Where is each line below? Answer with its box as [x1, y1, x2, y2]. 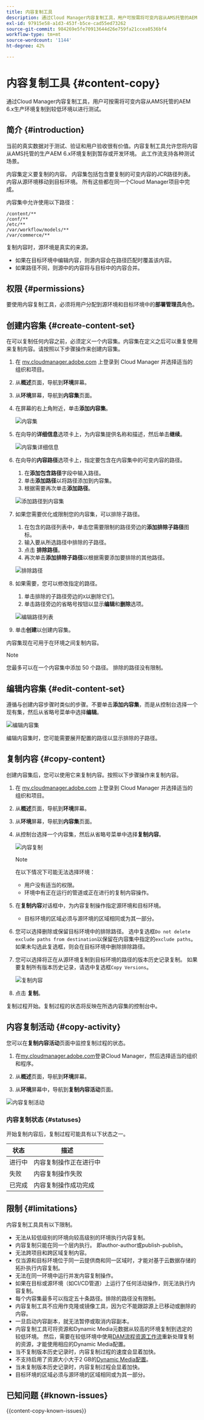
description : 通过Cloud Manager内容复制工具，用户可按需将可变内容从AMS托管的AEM [6, 15, 197, 21]
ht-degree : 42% [6, 43, 45, 49]
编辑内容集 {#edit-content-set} [6, 684, 126, 694]
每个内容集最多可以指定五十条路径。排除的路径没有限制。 [15, 1295, 159, 1302]
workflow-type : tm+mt [6, 32, 61, 38]
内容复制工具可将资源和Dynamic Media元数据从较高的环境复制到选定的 [15, 1325, 193, 1332]
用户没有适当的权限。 [24, 881, 78, 888]
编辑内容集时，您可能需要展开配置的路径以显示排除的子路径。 [6, 735, 161, 742]
